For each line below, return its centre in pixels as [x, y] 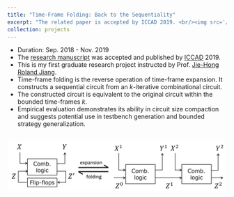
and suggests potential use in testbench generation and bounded [111, 117]
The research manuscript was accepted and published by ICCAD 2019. [119, 57]
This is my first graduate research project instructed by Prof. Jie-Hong [118, 65]
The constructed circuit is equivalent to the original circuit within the [115, 95]
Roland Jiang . [37, 72]
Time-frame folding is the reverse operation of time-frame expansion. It [120, 79]
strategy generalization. [51, 124]
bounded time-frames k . [52, 102]
